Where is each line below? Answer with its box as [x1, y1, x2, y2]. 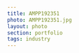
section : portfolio [7, 29, 63, 36]
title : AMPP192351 [7, 10, 60, 17]
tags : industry [7, 36, 51, 43]
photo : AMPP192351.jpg [7, 17, 72, 23]
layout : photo [7, 23, 48, 30]
